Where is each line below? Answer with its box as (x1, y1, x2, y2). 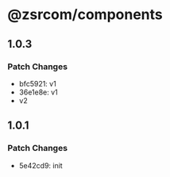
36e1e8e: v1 (18, 87, 59, 97)
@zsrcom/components (7, 6, 164, 24)
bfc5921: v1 (18, 79, 56, 88)
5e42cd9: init (18, 160, 63, 170)
